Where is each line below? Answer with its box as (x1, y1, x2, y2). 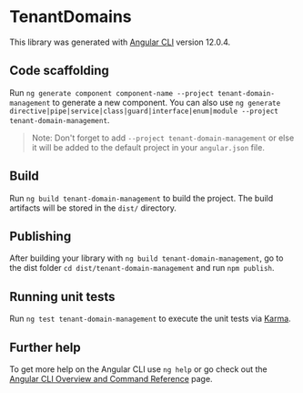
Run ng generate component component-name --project (9, 87, 214, 98)
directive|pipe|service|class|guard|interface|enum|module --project (9, 107, 279, 116)
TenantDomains (9, 6, 132, 27)
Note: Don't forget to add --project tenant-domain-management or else (31, 132, 295, 143)
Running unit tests (9, 289, 116, 305)
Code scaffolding (9, 63, 109, 78)
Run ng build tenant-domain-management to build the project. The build (9, 192, 274, 203)
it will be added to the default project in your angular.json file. (31, 141, 266, 152)
